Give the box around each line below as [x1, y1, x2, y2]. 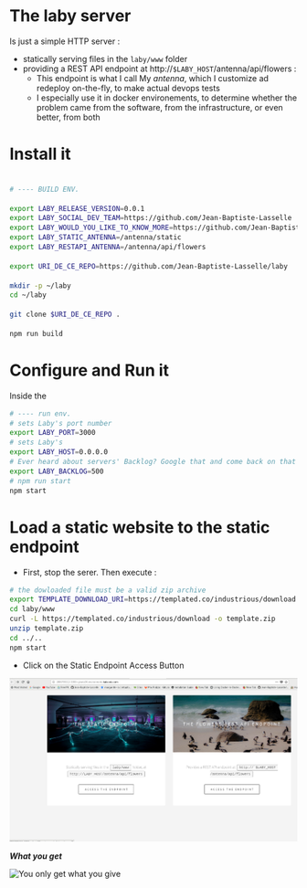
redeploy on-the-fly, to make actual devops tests [36, 82, 221, 93]
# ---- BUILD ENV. [9, 185, 79, 194]
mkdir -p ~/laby [9, 280, 71, 291]
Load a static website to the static [9, 517, 270, 537]
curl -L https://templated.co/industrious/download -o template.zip [9, 614, 276, 624]
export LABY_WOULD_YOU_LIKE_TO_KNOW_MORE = [9, 223, 174, 233]
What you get [9, 851, 62, 862]
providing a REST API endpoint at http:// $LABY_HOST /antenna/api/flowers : [22, 63, 297, 74]
